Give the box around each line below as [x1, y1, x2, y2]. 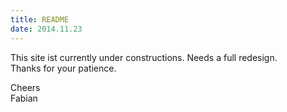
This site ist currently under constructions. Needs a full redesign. [10, 51, 278, 63]
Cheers [10, 81, 41, 93]
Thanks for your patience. [10, 62, 117, 74]
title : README [10, 14, 70, 25]
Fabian [10, 92, 38, 104]
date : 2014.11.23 [10, 24, 83, 34]
